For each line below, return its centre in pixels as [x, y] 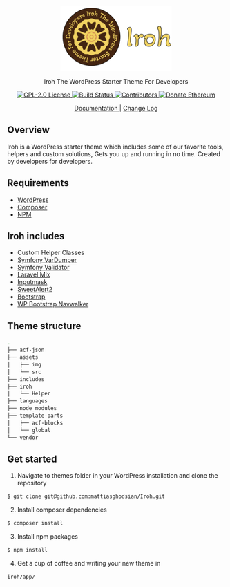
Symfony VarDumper [47, 260]
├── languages [28, 401]
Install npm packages [47, 537]
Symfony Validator [44, 268]
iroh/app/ [21, 577]
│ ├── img [24, 364]
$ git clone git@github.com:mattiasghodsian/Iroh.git [86, 496]
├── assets [23, 357]
